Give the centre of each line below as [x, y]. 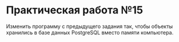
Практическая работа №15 [75, 10]
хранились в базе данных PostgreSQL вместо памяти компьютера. [90, 32]
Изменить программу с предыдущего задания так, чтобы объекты [89, 26]
